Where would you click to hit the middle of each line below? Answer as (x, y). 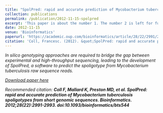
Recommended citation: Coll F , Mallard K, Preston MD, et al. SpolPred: (76, 89)
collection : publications (31, 14)
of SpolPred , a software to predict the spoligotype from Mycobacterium (77, 65)
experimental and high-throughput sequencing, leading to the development (81, 60)
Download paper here (27, 80)
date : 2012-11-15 (23, 28)
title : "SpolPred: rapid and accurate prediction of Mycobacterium (75, 9)
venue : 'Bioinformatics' (30, 32)
